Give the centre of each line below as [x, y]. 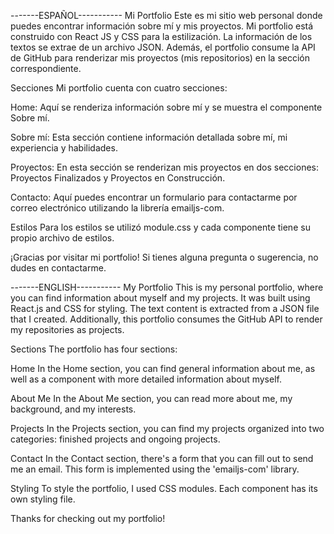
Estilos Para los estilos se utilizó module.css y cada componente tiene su [160, 227]
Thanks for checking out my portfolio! [88, 518]
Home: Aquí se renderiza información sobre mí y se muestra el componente [166, 107]
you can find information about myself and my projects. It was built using [160, 298]
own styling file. [43, 499]
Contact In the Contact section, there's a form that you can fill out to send [162, 458]
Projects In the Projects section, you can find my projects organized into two [167, 428]
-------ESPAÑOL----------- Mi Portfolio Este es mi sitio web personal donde [166, 15]
